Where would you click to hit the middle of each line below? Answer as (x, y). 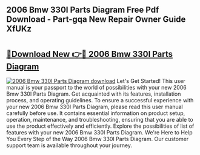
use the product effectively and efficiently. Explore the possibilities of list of (100, 126)
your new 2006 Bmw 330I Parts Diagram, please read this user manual (95, 107)
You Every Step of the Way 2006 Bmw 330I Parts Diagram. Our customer (98, 139)
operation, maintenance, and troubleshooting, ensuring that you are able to (100, 120)
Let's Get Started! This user (151, 81)
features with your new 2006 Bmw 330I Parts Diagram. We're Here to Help (99, 132)
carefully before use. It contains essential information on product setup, (96, 113)
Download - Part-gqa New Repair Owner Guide (96, 20)
